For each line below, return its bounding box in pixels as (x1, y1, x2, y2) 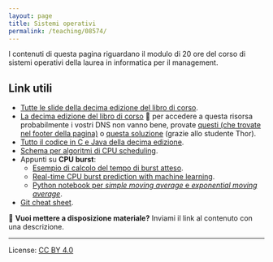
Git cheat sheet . (19, 198, 74, 208)
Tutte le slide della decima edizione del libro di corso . (19, 103, 199, 113)
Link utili (8, 81, 53, 95)
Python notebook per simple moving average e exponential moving (32, 180, 258, 191)
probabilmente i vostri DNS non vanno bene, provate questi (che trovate (19, 120, 262, 130)
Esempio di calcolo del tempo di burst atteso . (32, 163, 184, 173)
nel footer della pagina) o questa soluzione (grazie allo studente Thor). (19, 129, 257, 139)
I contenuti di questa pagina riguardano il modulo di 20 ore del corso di (8, 49, 246, 59)
